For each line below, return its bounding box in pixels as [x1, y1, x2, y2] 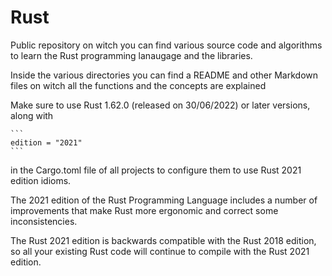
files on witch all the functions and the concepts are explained [10, 79, 267, 91]
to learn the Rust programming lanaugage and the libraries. [10, 49, 253, 61]
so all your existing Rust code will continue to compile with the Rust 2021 [10, 245, 310, 257]
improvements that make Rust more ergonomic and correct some [10, 204, 279, 216]
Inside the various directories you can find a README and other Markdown [10, 69, 319, 81]
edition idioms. [10, 174, 72, 186]
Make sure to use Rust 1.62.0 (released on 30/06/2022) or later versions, [10, 99, 311, 111]
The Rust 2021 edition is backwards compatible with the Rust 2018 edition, [10, 234, 317, 246]
